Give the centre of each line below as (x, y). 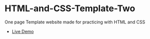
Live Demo (23, 31)
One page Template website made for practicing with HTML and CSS (75, 22)
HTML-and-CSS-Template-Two (70, 9)
